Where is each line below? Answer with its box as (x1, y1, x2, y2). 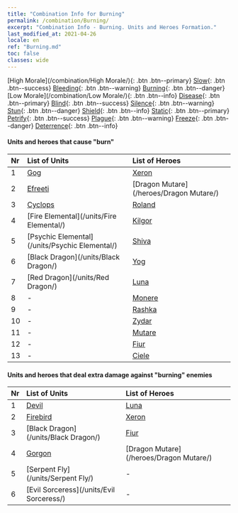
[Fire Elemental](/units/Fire (27, 211, 117, 221)
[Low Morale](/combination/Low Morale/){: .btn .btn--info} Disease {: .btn (7, 91, 220, 99)
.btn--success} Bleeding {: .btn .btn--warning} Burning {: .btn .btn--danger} (7, 83, 225, 92)
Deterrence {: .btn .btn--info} (35, 121, 118, 130)
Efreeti (27, 183, 50, 193)
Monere (132, 293, 159, 303)
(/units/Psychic (27, 240, 78, 250)
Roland (132, 200, 156, 210)
